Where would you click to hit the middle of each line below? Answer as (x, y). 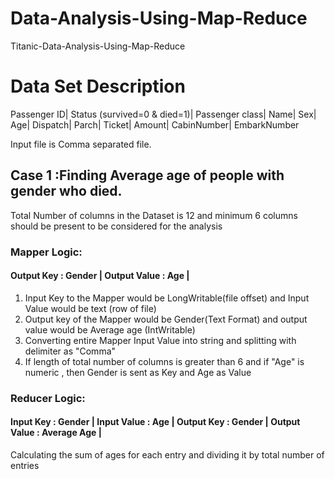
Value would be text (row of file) (90, 308)
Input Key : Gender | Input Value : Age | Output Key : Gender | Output (155, 422)
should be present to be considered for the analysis (116, 226)
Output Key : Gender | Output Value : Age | (100, 276)
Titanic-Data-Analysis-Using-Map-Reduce (98, 46)
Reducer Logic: (48, 398)
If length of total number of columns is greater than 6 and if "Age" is (164, 361)
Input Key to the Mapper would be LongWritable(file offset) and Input (167, 298)
